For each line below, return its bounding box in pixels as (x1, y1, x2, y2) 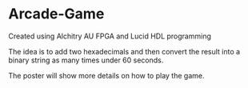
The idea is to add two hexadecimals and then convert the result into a (8, 46, 241, 56)
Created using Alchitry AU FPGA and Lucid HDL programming (8, 31, 212, 41)
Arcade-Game (8, 5, 105, 23)
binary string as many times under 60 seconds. (8, 55, 164, 65)
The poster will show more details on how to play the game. (8, 70, 205, 80)
